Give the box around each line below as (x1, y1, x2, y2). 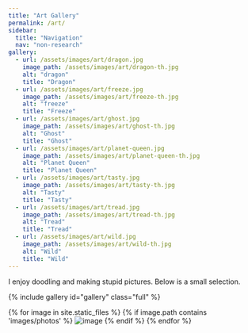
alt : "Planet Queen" (22, 159, 90, 167)
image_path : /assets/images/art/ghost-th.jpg (22, 122, 176, 130)
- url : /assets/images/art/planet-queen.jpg (15, 144, 165, 152)
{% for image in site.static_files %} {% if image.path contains (8, 307, 208, 317)
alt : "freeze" (22, 100, 69, 108)
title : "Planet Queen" (22, 166, 97, 174)
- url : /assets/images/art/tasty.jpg (15, 174, 140, 182)
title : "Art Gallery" (8, 11, 80, 20)
